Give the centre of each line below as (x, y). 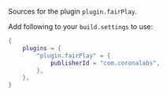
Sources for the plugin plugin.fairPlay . (73, 11)
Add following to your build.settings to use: (81, 26)
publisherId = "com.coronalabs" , (105, 63)
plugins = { (42, 48)
